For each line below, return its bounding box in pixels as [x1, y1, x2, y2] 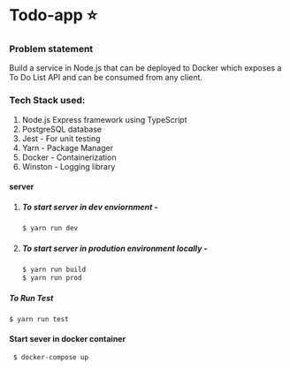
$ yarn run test [9, 314, 69, 323]
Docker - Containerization [21, 152, 117, 162]
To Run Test [9, 292, 54, 303]
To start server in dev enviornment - [21, 201, 158, 212]
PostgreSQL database [21, 124, 103, 134]
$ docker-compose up [12, 353, 89, 362]
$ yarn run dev [21, 224, 79, 233]
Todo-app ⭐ [9, 5, 98, 26]
